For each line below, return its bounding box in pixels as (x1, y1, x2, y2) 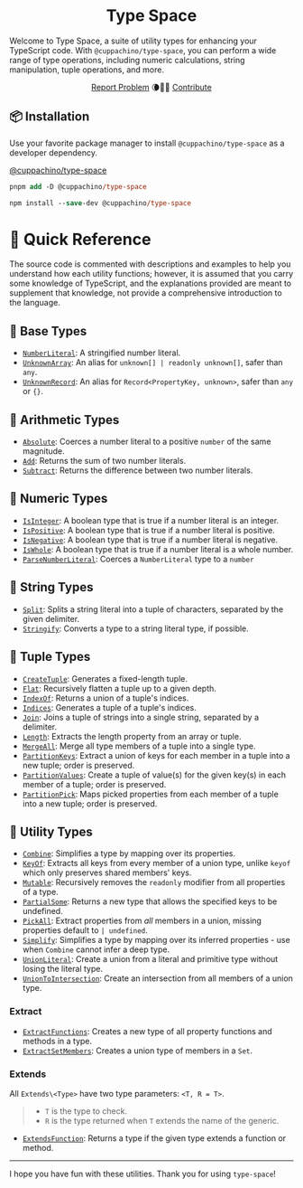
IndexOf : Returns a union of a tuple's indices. (22, 693, 189, 703)
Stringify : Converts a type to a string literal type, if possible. (22, 623, 250, 634)
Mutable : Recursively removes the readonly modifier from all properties (22, 877, 286, 888)
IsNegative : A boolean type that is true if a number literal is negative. (22, 534, 278, 545)
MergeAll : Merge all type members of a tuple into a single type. (22, 740, 256, 751)
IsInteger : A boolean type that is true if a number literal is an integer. (22, 514, 280, 525)
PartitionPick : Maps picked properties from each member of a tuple (22, 788, 280, 799)
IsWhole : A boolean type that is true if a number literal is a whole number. (22, 543, 294, 554)
